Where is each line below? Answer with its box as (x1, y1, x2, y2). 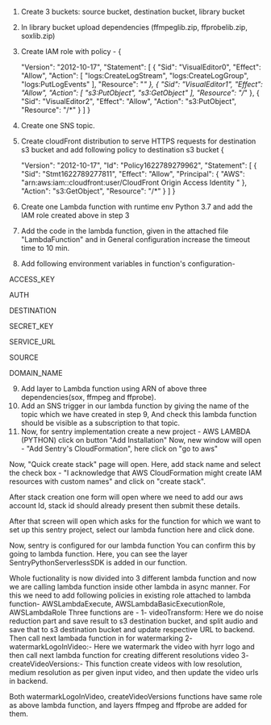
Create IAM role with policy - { (20, 47, 122, 56)
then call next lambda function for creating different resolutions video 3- (9, 651, 249, 660)
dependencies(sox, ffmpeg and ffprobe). (20, 393, 156, 402)
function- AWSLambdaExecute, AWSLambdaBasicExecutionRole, (9, 599, 226, 608)
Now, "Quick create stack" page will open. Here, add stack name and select (9, 460, 261, 469)
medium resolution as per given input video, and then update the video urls (9, 668, 259, 677)
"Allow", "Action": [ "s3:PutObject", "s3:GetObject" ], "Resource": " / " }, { (20, 88, 261, 98)
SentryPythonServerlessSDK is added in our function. (9, 558, 188, 567)
